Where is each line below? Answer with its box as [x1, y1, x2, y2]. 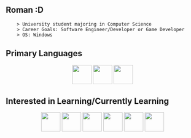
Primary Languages [6, 48, 83, 59]
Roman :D [6, 5, 44, 15]
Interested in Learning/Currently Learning [6, 96, 170, 106]
